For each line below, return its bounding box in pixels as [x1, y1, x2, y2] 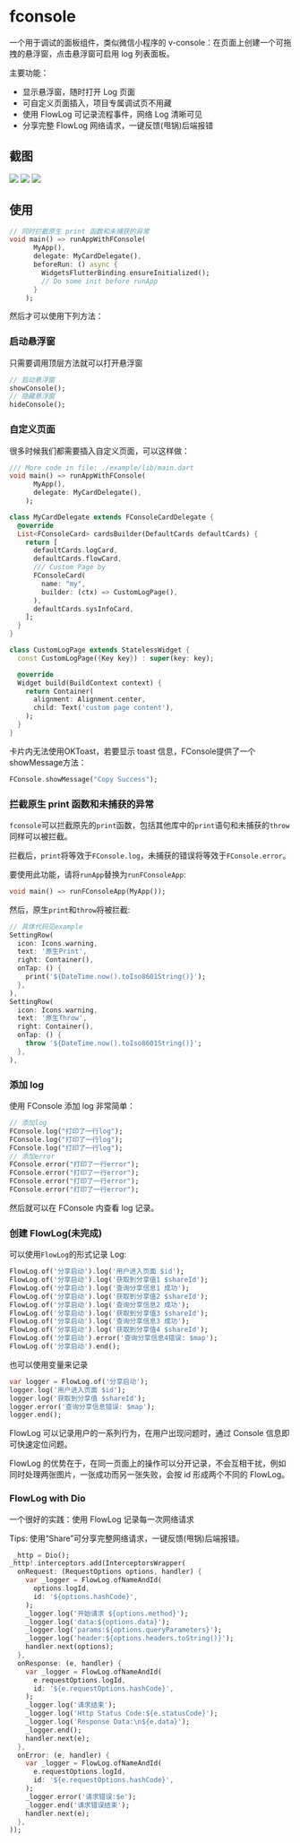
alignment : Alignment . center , [32, 695, 146, 705]
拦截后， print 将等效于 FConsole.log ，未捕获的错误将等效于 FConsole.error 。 [9, 850, 291, 861]
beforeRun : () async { [32, 260, 118, 270]
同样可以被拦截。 [9, 831, 73, 842]
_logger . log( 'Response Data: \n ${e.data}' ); [25, 1718, 191, 1726]
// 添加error [9, 1152, 56, 1161]
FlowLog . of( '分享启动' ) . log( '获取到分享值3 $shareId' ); [9, 1309, 209, 1318]
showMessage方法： [9, 757, 87, 767]
